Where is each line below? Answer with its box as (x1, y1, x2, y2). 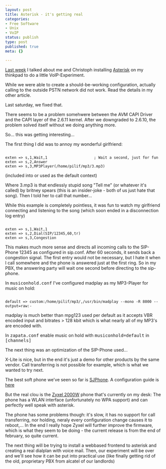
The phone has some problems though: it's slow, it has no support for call (5, 411, 155, 417)
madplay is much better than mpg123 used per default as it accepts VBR (5, 312, 153, 318)
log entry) (5, 213, 25, 219)
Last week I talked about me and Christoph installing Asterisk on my (5, 66, 144, 72)
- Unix (5, 26, 19, 31)
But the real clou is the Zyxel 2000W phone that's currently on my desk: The (5, 391, 161, 397)
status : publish (5, 35, 39, 40)
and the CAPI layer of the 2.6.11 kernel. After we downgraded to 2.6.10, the (5, 117, 156, 122)
